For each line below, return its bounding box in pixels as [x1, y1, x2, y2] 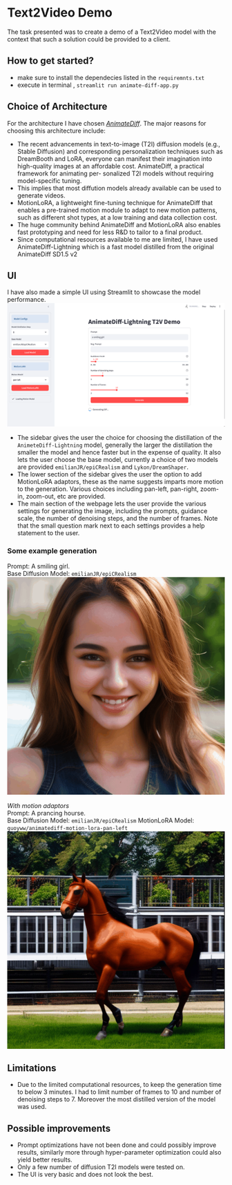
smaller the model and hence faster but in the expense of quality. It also [17, 448, 222, 456]
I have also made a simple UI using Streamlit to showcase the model [7, 288, 201, 296]
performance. [7, 296, 46, 304]
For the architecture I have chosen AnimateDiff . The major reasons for [7, 119, 206, 127]
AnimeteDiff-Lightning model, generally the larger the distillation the [17, 441, 213, 450]
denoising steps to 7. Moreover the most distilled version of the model [17, 1095, 216, 1104]
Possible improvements [7, 1122, 111, 1134]
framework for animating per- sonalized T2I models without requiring [17, 169, 214, 177]
